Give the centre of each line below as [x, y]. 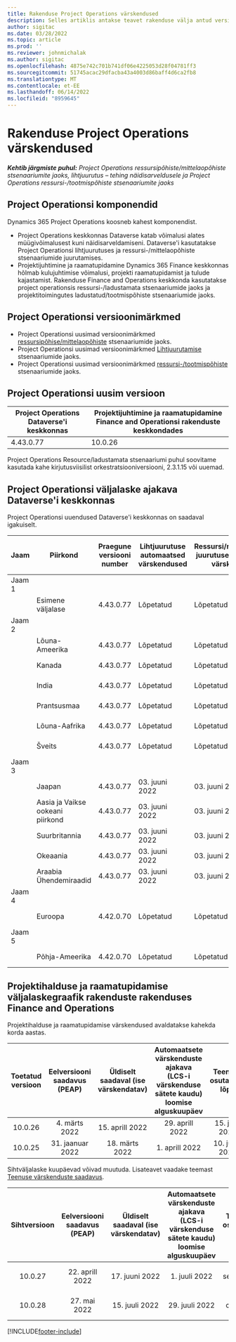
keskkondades [158, 430]
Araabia [49, 871]
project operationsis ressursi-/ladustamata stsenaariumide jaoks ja [114, 287]
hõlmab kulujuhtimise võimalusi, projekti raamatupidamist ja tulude [113, 272]
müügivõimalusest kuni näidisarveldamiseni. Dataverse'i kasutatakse [117, 242]
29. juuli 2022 [192, 1305]
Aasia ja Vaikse [61, 803]
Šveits [47, 746]
